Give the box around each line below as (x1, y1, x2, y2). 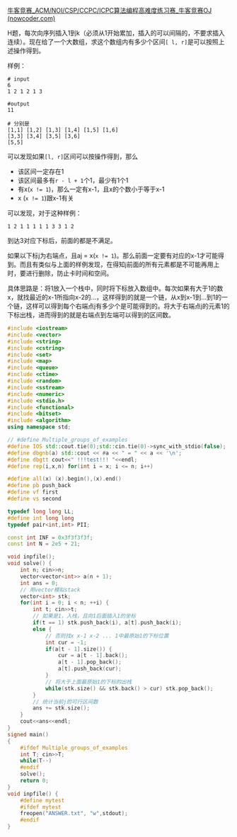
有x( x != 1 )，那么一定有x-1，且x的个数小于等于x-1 (17, 185, 165, 193)
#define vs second (7, 495, 62, 502)
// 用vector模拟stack (20, 586, 81, 593)
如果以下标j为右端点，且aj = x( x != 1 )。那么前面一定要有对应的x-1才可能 (7, 251, 219, 260)
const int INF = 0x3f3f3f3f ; (7, 534, 93, 541)
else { (33, 625, 52, 632)
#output (7, 101, 30, 108)
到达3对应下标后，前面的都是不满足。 (7, 237, 117, 244)
